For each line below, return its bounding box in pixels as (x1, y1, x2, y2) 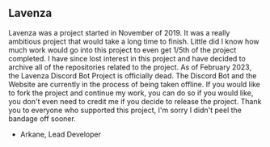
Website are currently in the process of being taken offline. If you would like (8, 79, 260, 89)
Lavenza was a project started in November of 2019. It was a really (8, 27, 230, 37)
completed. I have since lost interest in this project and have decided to (8, 53, 247, 63)
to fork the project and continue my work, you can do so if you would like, (8, 88, 254, 98)
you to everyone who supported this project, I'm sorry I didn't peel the (8, 105, 243, 115)
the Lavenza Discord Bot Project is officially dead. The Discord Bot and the (8, 70, 257, 80)
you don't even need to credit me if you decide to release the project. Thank (8, 96, 262, 106)
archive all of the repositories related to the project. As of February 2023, (8, 62, 252, 72)
